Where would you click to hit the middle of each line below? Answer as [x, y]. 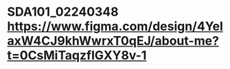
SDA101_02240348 [63, 12]
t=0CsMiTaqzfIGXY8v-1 [77, 56]
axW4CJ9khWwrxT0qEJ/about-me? [113, 41]
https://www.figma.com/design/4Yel [115, 26]
